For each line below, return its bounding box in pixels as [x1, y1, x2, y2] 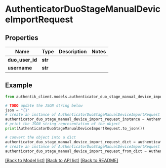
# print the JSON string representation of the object [5, 122, 121, 127]
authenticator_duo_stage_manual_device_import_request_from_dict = [5, 149, 147, 154]
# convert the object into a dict [5, 134, 77, 140]
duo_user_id [7, 57, 37, 63]
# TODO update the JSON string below [5, 103, 83, 108]
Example [5, 81, 33, 90]
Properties [5, 34, 39, 42]
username [7, 65, 32, 71]
